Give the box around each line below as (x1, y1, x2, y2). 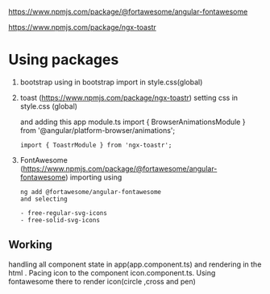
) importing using (65, 172, 123, 182)
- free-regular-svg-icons (19, 209, 107, 217)
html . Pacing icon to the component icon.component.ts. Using (8, 267, 216, 277)
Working (8, 238, 52, 252)
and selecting (19, 195, 68, 203)
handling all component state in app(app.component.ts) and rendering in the (8, 259, 262, 269)
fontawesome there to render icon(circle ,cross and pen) (8, 276, 196, 286)
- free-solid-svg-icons (19, 216, 101, 224)
